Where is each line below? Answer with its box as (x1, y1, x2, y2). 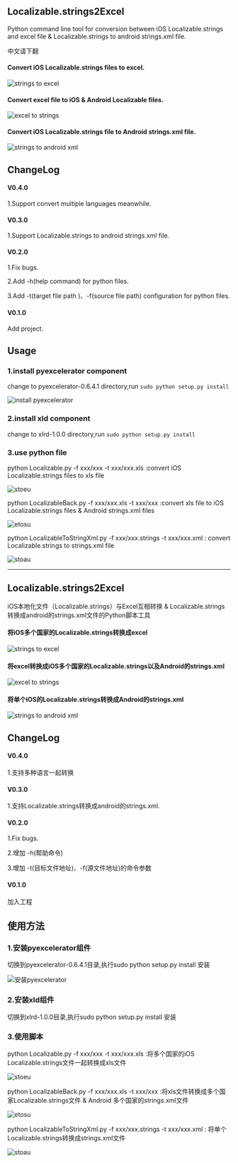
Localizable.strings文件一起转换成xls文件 (7, 1058, 127, 1066)
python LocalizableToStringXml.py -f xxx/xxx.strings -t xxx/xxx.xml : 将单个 (7, 1125, 227, 1133)
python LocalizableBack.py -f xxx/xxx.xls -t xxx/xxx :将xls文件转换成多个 (7, 1087, 220, 1096)
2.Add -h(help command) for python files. (7, 277, 129, 286)
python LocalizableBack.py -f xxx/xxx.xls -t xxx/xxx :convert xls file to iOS (7, 498, 225, 507)
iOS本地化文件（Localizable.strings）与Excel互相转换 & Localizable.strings (7, 602, 225, 610)
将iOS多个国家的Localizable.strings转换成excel (7, 628, 148, 637)
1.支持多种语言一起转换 (7, 768, 74, 776)
